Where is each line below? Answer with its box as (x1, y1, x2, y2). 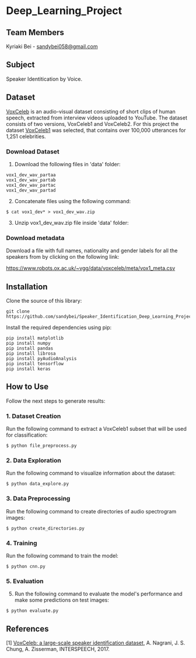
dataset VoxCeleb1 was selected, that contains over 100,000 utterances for (6, 126, 186, 133)
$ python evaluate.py (6, 608, 59, 614)
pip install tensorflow (6, 361, 64, 367)
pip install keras (6, 366, 51, 372)
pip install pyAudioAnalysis (6, 356, 77, 362)
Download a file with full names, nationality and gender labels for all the (6, 247, 178, 254)
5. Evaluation (6, 577, 44, 585)
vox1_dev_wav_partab (6, 177, 57, 183)
